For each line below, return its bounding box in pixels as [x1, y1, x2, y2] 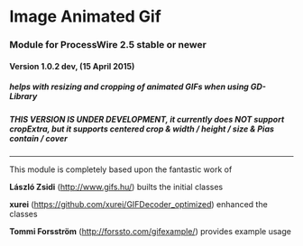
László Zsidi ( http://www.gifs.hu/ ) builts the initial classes [9, 182, 224, 193]
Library [9, 91, 38, 102]
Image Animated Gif [9, 6, 162, 27]
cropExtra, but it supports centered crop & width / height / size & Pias [9, 123, 275, 134]
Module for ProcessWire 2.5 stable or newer [9, 39, 207, 51]
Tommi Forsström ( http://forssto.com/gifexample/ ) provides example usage [9, 226, 291, 237]
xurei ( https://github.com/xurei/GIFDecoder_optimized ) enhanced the [9, 199, 268, 210]
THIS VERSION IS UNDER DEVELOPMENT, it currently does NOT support [9, 114, 285, 124]
